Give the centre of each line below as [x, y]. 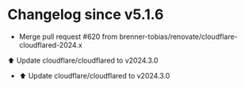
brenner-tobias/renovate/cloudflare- [179, 36]
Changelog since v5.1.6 [86, 15]
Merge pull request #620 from [68, 36]
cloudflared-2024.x [50, 44]
